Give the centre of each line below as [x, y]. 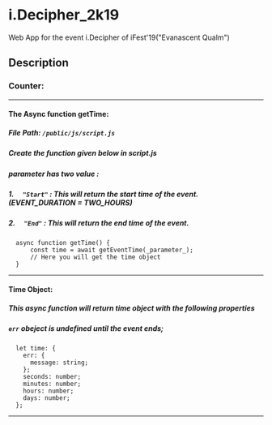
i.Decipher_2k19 [64, 15]
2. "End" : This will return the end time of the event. [99, 223]
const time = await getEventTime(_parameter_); [112, 250]
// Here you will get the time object [95, 257]
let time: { [36, 348]
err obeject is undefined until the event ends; [86, 328]
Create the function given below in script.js [83, 153]
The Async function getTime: [59, 114]
